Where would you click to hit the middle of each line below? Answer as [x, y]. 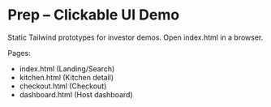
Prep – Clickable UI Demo [94, 15]
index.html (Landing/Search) [67, 68]
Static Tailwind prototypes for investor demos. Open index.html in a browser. [135, 37]
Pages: [19, 53]
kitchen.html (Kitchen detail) [67, 77]
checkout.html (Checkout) [63, 86]
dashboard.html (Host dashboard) [76, 94]
